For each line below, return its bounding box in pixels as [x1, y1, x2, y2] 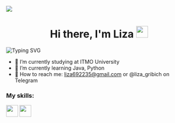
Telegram [14, 77, 38, 84]
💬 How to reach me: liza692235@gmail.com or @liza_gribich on [14, 70, 170, 77]
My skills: [6, 91, 34, 100]
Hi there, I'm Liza [49, 28, 134, 41]
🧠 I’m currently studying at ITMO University [14, 58, 120, 65]
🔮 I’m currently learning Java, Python [14, 64, 105, 71]
